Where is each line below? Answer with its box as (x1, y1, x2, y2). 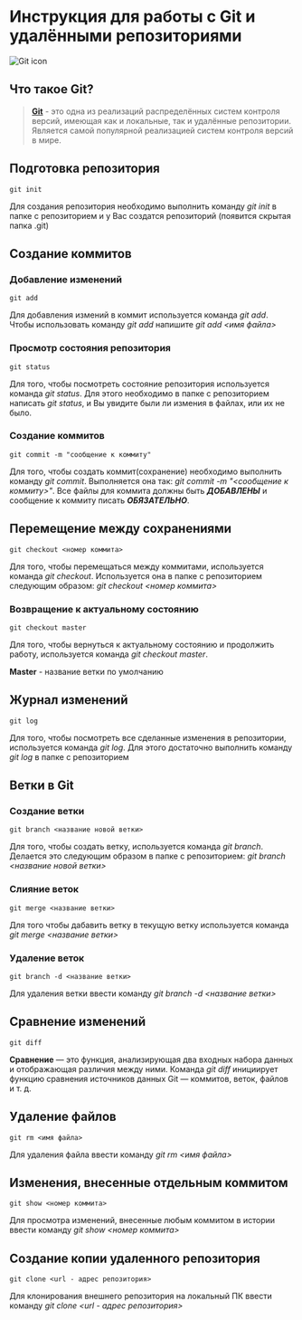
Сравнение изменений (9, 1014, 146, 1030)
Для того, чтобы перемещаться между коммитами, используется (9, 561, 264, 572)
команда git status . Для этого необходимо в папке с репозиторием (9, 387, 269, 399)
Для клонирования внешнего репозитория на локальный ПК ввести (9, 1291, 273, 1302)
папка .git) (9, 220, 50, 231)
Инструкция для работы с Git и (9, 6, 256, 27)
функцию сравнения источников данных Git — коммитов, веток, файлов (9, 1073, 289, 1084)
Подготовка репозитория (9, 161, 160, 176)
